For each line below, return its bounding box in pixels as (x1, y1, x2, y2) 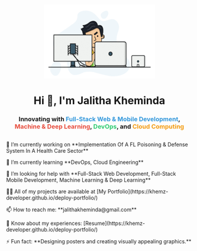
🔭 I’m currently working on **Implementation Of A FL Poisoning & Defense (6, 141, 188, 148)
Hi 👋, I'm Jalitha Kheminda (33, 94, 166, 108)
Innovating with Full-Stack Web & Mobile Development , (18, 115, 180, 123)
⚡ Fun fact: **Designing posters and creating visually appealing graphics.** (6, 238, 192, 245)
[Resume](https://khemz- (83, 220, 146, 227)
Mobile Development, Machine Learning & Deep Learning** (6, 176, 151, 184)
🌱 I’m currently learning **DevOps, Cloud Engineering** (6, 159, 144, 166)
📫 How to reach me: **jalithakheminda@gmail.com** (6, 206, 137, 213)
